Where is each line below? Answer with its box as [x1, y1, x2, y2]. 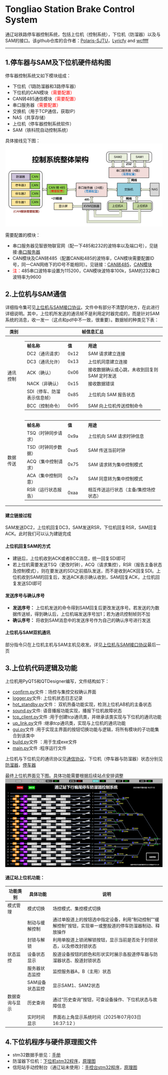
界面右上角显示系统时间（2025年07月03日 [52, 1014, 141, 1020]
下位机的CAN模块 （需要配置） [12, 89, 75, 96]
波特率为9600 [12, 274, 41, 280]
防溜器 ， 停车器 [5, 762, 36, 768]
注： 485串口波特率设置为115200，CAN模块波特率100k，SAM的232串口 [12, 268, 160, 274]
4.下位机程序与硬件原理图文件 [5, 1037, 97, 1046]
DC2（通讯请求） [26, 351, 62, 357]
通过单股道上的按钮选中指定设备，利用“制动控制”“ [52, 916, 155, 922]
